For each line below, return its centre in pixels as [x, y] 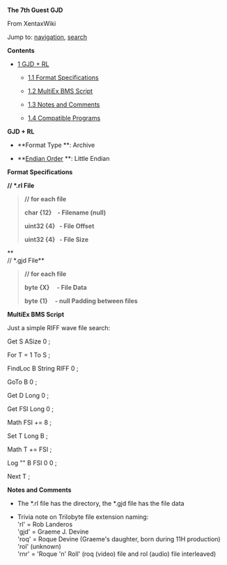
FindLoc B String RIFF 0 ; [43, 368]
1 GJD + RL [33, 64]
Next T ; [19, 476]
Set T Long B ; [28, 436]
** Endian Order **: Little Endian [63, 158]
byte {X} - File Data [55, 287]
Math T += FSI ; [30, 449]
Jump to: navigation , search [47, 37]
